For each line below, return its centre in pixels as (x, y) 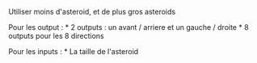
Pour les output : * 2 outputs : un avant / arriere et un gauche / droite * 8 (128, 27)
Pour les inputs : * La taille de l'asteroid (74, 51)
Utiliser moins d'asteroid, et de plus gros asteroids (92, 12)
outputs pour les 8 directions (56, 36)
